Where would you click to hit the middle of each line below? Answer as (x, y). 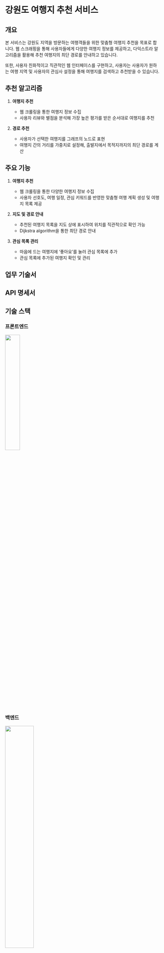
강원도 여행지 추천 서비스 (52, 10)
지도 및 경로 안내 (27, 214)
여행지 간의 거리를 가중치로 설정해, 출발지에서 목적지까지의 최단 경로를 (86, 145)
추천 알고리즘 (24, 88)
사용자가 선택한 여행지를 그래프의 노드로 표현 (62, 139)
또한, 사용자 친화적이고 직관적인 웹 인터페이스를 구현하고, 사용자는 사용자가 (77, 65)
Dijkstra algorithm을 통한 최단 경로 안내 (58, 231)
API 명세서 (20, 293)
